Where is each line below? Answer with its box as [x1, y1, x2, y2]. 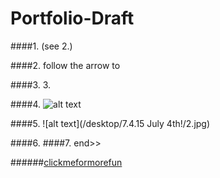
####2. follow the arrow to [10, 59, 121, 71]
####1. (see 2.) [10, 40, 73, 52]
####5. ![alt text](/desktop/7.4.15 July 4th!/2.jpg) [10, 117, 211, 129]
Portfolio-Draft [10, 7, 135, 30]
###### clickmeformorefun [10, 156, 123, 168]
